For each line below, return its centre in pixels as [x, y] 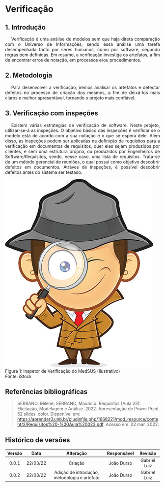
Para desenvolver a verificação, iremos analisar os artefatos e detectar [86, 87]
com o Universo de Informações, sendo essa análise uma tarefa [82, 44]
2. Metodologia [29, 76]
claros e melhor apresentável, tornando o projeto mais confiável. [70, 97]
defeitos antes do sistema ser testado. [44, 172]
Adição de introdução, [77, 472]
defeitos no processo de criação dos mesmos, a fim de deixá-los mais [82, 93]
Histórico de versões [38, 440]
